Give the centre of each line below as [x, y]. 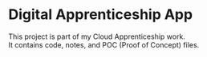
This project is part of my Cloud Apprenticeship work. [97, 36]
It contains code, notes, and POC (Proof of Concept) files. [104, 44]
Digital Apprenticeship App [101, 15]
